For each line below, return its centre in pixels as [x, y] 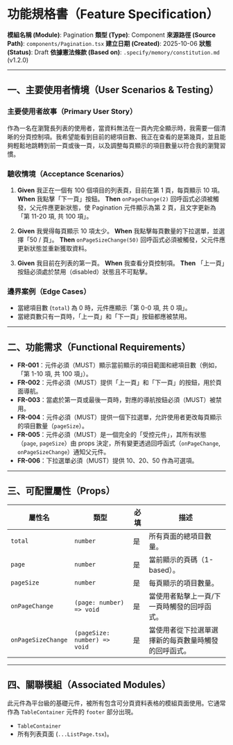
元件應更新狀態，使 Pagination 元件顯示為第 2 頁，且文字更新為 [126, 207]
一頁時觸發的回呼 [176, 606]
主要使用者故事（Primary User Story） [72, 112]
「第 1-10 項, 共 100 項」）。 [54, 374]
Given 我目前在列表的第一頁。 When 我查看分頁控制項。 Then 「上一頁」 [121, 263]
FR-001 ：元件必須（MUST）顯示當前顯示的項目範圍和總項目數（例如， [119, 365]
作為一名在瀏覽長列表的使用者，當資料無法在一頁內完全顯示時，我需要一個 [113, 128]
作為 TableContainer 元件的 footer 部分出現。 [72, 712]
